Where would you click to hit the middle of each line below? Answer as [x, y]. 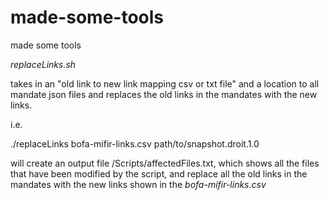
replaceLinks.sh [43, 64]
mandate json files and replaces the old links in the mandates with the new [164, 94]
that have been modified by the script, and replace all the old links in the [159, 173]
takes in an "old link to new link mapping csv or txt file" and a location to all [165, 83]
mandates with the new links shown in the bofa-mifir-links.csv [138, 184]
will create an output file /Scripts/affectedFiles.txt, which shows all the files [165, 163]
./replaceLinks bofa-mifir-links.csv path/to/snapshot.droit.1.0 [135, 143]
